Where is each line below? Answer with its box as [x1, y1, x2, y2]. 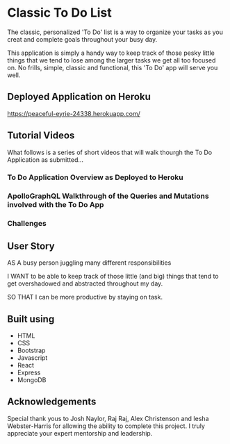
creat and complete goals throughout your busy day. [7, 35, 158, 43]
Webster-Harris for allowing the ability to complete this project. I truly [7, 422, 205, 430]
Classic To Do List [7, 5, 113, 21]
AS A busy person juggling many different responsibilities [7, 258, 172, 267]
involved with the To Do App [7, 200, 104, 210]
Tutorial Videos [7, 130, 75, 142]
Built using [7, 313, 55, 324]
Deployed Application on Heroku [7, 91, 151, 103]
